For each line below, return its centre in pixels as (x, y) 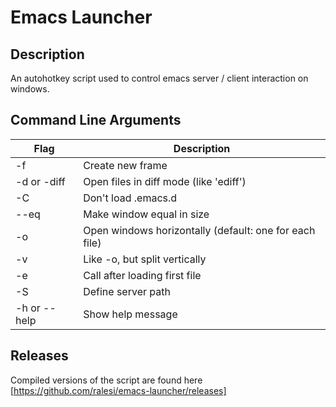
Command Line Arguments (96, 120)
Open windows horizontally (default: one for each (199, 230)
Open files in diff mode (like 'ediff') (165, 181)
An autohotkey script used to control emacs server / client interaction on (159, 78)
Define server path (127, 291)
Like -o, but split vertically (145, 259)
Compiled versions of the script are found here (106, 380)
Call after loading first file (142, 275)
